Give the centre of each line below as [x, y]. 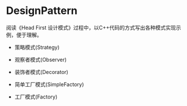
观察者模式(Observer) [41, 59]
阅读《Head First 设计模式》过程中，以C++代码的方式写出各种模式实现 [91, 27]
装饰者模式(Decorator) [41, 72]
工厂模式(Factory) [36, 97]
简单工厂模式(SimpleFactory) [49, 84]
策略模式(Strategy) [37, 47]
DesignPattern [42, 11]
